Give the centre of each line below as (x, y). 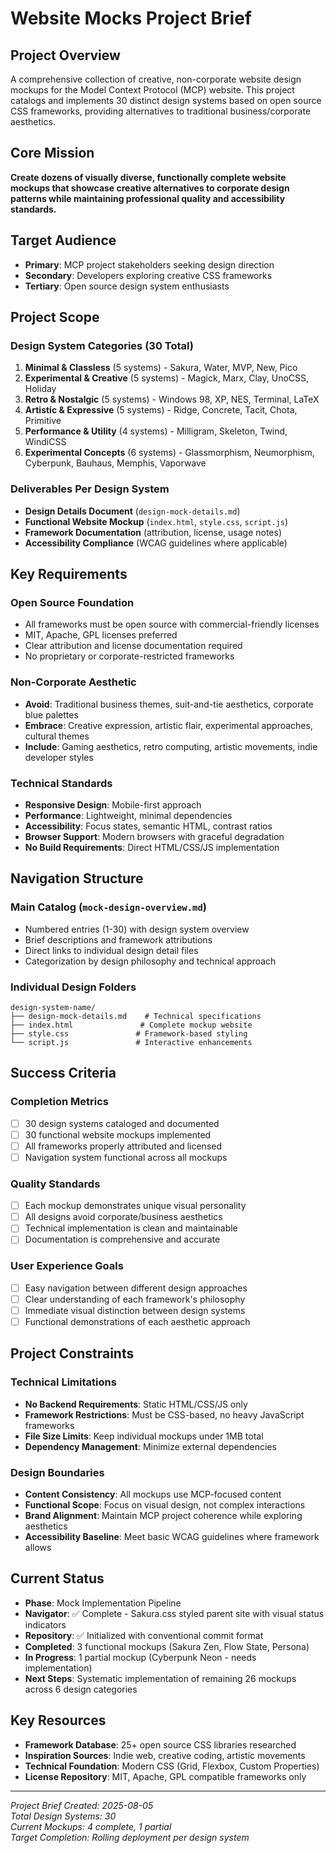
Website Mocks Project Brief (131, 18)
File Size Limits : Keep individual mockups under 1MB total (144, 1436)
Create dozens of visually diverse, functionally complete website (148, 177)
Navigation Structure (77, 878)
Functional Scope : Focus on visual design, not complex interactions (165, 1504)
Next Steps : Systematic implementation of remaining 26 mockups (160, 1678)
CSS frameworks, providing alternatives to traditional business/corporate (160, 111)
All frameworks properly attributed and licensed (123, 1146)
